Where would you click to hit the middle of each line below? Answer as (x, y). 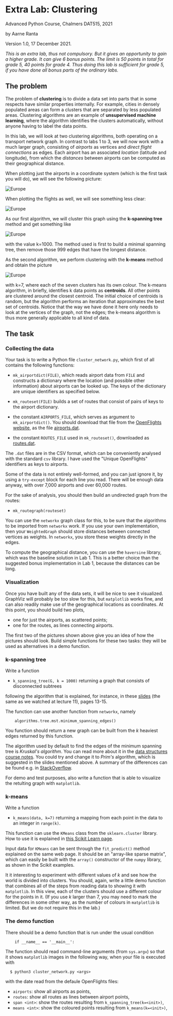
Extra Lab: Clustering (51, 10)
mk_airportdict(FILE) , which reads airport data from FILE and (79, 375)
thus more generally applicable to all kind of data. (58, 318)
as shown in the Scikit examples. (40, 865)
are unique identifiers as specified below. (56, 392)
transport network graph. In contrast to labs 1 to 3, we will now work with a (84, 141)
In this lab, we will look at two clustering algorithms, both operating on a (82, 136)
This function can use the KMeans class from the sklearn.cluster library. (82, 833)
